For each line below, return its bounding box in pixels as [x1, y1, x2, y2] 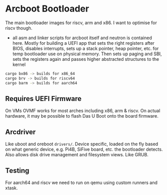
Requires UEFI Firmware [5, 94, 82, 103]
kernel [12, 61, 26, 67]
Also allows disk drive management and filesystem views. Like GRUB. [5, 152, 149, 158]
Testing [5, 166, 30, 175]
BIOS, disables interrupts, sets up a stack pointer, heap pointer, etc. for [12, 45, 159, 51]
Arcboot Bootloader [5, 3, 89, 15]
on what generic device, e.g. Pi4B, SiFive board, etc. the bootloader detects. [5, 146, 163, 152]
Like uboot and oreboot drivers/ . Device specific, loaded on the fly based [5, 141, 158, 147]
